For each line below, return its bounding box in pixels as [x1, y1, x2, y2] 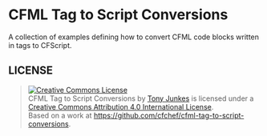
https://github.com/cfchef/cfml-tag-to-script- [93, 110, 245, 120]
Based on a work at [27, 110, 92, 120]
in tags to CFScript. [8, 40, 72, 50]
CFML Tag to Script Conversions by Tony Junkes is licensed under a [27, 94, 254, 103]
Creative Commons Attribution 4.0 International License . [27, 102, 214, 111]
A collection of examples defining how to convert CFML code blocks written [8, 32, 259, 42]
